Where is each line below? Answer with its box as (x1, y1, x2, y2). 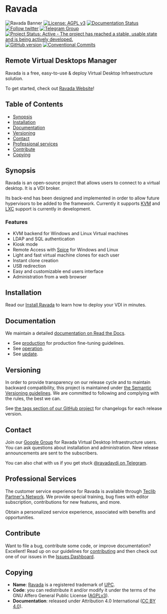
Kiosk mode (12, 241, 38, 247)
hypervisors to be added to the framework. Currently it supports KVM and (5, 200, 160, 207)
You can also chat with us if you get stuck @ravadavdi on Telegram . (5, 459, 148, 466)
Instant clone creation (12, 257, 59, 263)
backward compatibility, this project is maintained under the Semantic (5, 385, 152, 391)
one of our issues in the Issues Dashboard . (5, 553, 95, 559)
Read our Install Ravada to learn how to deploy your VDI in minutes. (5, 302, 147, 308)
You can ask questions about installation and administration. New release (5, 444, 159, 450)
